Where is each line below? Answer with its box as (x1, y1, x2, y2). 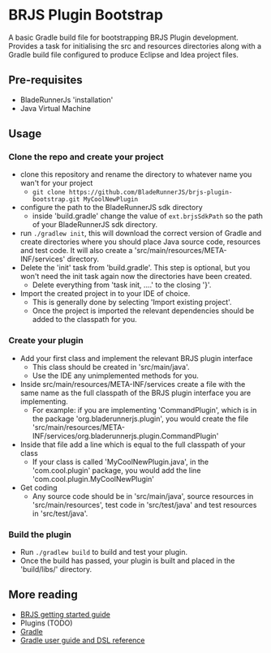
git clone (32, 188, 67, 196)
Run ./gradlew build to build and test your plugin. (19, 548, 188, 557)
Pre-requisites (8, 73, 83, 87)
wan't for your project (19, 178, 93, 188)
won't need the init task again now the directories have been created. (19, 272, 252, 281)
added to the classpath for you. (32, 315, 138, 324)
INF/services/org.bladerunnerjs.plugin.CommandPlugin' (32, 431, 219, 440)
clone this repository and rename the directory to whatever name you (19, 170, 252, 179)
